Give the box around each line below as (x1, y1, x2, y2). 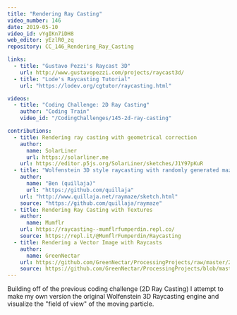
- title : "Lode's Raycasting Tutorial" (13, 76, 131, 83)
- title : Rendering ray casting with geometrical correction (13, 133, 197, 141)
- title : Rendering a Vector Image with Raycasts (13, 239, 162, 246)
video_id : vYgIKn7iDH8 (7, 30, 74, 37)
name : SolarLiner (25, 147, 78, 154)
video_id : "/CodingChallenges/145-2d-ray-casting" (20, 114, 172, 122)
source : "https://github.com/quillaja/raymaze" (20, 199, 162, 207)
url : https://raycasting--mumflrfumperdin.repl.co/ (20, 226, 175, 233)
